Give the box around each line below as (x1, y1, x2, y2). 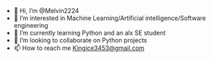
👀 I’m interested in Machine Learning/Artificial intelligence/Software (13, 14, 206, 22)
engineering (13, 22, 48, 29)
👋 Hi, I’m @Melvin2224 (13, 7, 80, 15)
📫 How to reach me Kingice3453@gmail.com (13, 44, 145, 52)
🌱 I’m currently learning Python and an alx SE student (13, 28, 166, 37)
